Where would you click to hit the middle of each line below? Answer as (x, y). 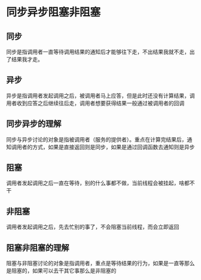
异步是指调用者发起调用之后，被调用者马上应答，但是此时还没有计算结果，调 (100, 95)
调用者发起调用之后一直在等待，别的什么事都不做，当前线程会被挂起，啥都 (98, 183)
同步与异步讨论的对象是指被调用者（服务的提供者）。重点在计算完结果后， (97, 139)
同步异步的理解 (34, 124)
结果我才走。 (27, 59)
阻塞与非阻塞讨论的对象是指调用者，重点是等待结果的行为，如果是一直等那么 (100, 263)
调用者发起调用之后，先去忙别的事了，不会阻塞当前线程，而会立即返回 (93, 227)
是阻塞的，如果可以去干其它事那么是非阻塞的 (61, 271)
